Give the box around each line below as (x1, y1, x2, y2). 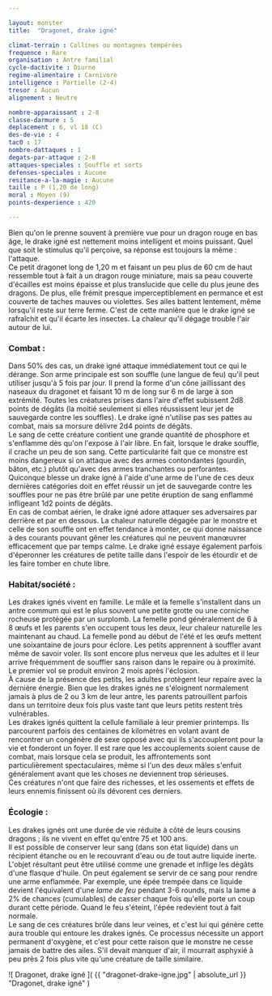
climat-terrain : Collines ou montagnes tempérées (8, 41, 183, 49)
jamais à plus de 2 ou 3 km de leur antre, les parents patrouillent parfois (8, 692, 248, 701)
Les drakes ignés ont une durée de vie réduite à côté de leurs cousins (8, 824, 241, 834)
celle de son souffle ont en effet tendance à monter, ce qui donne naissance (8, 524, 262, 534)
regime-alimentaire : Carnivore (8, 71, 117, 79)
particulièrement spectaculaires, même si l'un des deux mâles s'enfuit (8, 761, 242, 770)
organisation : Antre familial (8, 56, 114, 65)
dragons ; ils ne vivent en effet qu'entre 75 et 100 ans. (8, 833, 188, 843)
